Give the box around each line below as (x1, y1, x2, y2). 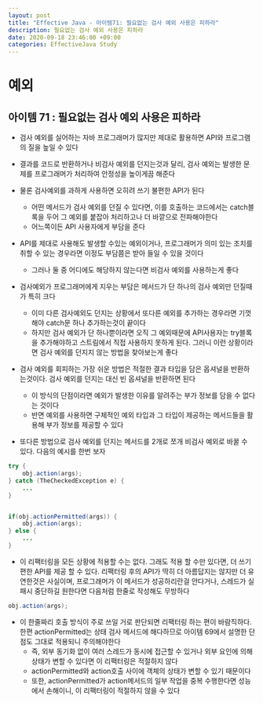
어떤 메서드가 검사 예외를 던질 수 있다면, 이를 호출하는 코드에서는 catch (31, 202, 249, 212)
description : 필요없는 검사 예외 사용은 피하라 (8, 26, 144, 34)
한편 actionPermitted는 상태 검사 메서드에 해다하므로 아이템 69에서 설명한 (19, 627, 247, 636)
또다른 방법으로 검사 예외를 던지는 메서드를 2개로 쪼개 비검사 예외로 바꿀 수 (19, 437, 248, 446)
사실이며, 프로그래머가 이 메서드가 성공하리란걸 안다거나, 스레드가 (46, 576, 247, 585)
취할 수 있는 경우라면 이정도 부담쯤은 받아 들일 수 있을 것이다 (19, 249, 204, 258)
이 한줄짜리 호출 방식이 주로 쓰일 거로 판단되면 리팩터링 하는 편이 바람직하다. (19, 617, 253, 626)
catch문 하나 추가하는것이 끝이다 (46, 319, 147, 328)
